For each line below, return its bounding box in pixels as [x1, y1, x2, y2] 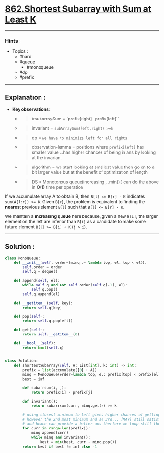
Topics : [12, 48, 28, 54]
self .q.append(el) [22, 291, 60, 297]
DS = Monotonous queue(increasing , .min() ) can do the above [31, 179, 159, 185]
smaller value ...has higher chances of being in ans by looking [31, 149, 156, 155]
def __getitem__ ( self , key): [14, 300, 73, 306]
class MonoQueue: [5, 256, 41, 261]
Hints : [5, 37, 21, 44]
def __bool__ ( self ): [14, 341, 56, 346]
